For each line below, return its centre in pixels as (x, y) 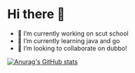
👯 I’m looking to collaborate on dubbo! (72, 48)
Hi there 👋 (36, 14)
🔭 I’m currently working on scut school (73, 33)
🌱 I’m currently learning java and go (69, 40)
